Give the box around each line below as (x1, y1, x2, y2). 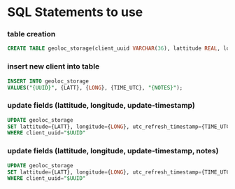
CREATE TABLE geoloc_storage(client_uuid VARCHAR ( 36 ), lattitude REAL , (7, 45, 220, 52)
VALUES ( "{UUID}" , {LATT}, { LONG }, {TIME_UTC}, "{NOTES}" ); (7, 84, 183, 91)
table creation (7, 29, 56, 39)
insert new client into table (7, 62, 100, 71)
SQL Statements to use (7, 4, 143, 20)
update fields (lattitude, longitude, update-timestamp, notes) (7, 146, 219, 156)
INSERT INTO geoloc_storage (7, 78, 90, 85)
